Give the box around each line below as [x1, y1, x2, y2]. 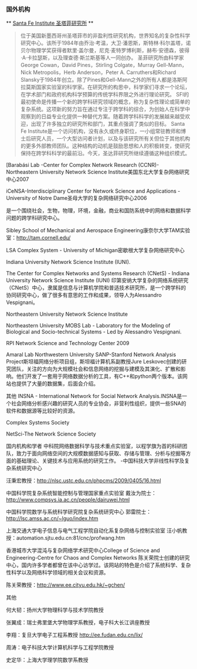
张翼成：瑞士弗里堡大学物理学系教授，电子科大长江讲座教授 [6, 619, 150, 626]
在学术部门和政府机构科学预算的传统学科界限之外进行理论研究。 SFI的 [20, 91, 189, 98]
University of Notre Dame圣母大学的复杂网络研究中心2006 [6, 195, 147, 202]
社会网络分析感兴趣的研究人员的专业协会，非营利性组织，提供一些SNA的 [11, 400, 186, 407]
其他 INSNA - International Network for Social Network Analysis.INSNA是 [6, 393, 182, 400]
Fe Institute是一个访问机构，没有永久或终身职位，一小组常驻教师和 [20, 128, 181, 135]
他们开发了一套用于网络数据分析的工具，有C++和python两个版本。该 [16, 373, 183, 380]
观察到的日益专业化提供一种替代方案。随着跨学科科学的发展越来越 [20, 113, 180, 120]
